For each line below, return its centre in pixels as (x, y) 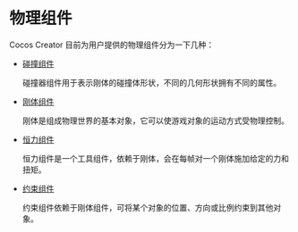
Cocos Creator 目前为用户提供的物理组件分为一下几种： (112, 45)
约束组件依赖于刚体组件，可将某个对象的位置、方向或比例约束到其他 (148, 207)
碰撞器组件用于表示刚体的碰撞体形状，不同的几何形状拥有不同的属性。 (152, 82)
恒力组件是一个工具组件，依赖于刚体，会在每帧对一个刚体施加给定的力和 (155, 158)
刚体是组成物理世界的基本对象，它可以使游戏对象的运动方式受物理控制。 (155, 120)
